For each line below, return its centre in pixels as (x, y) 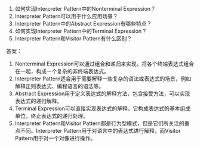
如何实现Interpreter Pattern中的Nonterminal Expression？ (85, 9)
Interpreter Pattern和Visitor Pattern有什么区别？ (73, 38)
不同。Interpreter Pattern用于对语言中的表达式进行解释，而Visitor (100, 131)
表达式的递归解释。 (39, 101)
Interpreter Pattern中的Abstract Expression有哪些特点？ (83, 24)
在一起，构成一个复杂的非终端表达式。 (62, 71)
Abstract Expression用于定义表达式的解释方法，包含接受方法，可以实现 (102, 93)
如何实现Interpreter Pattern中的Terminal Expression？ (81, 31)
